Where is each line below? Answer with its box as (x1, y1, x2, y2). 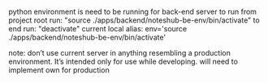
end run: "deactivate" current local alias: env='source (8, 24, 188, 33)
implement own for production (8, 65, 110, 75)
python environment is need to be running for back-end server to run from (8, 7, 257, 16)
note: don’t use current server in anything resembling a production (8, 48, 231, 57)
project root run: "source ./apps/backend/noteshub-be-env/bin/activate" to (8, 15, 260, 25)
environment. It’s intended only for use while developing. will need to (8, 56, 238, 66)
